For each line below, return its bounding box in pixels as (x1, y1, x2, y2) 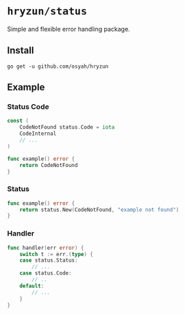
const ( (7, 118, 29, 125)
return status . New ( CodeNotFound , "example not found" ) (19, 206, 180, 213)
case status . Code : (19, 270, 72, 277)
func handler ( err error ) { (7, 244, 84, 251)
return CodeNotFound (19, 162, 78, 168)
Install (7, 45, 34, 56)
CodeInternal (19, 130, 57, 138)
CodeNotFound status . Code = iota (19, 124, 115, 131)
